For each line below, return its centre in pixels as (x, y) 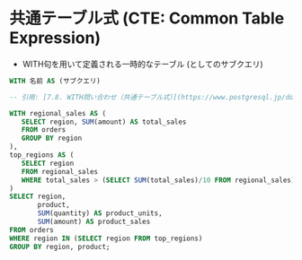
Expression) (55, 38)
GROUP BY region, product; (60, 247)
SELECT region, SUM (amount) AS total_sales (104, 122)
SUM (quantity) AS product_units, (100, 213)
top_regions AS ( (42, 155)
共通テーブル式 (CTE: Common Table (147, 18)
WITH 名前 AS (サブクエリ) (55, 81)
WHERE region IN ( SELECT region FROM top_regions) (106, 238)
